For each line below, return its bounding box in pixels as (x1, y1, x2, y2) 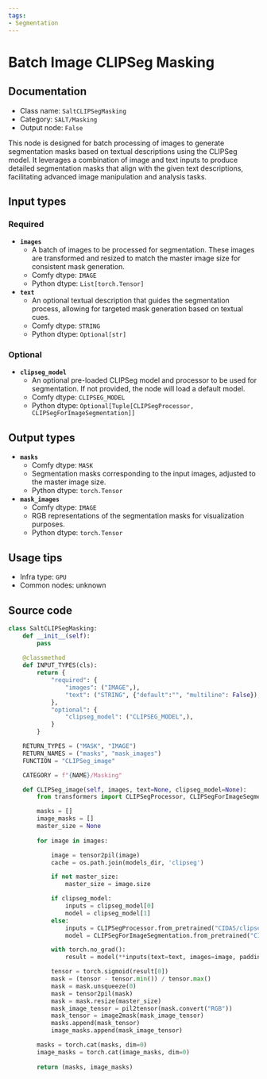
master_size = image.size (64, 881, 151, 888)
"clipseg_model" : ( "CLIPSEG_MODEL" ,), (64, 713, 194, 721)
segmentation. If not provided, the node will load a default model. (31, 384, 246, 394)
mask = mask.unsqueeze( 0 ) (50, 982, 137, 990)
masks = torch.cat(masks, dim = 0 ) (37, 1041, 148, 1049)
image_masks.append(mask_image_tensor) (50, 1027, 183, 1035)
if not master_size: (50, 873, 119, 881)
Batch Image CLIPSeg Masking (8, 53, 215, 71)
